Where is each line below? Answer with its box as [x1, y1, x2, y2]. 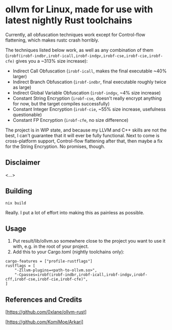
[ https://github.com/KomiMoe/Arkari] [5, 319, 83, 325]
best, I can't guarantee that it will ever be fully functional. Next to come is [5, 132, 160, 138]
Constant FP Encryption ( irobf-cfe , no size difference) [12, 117, 129, 123]
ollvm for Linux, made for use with [5, 4, 154, 15]
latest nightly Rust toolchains [5, 14, 133, 26]
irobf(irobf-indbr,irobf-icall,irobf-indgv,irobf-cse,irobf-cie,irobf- [7, 53, 163, 59]
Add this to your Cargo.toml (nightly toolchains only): [12, 249, 124, 255]
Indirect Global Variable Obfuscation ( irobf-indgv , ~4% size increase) [12, 89, 161, 96]
